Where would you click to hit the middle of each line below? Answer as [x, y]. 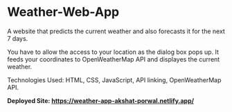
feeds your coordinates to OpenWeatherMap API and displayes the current [114, 59]
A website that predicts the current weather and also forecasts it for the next [116, 31]
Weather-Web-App [63, 12]
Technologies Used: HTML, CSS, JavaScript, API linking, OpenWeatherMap [114, 80]
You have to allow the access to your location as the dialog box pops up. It [113, 52]
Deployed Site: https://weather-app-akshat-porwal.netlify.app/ [101, 100]
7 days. [18, 38]
